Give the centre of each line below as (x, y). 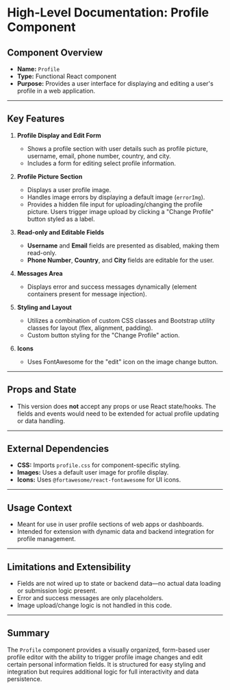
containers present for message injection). (87, 294)
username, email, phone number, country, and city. (99, 156)
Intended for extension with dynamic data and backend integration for (115, 532)
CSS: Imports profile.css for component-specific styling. (99, 465)
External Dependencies (58, 449)
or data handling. (41, 420)
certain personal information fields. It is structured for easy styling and (106, 664)
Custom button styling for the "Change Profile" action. (103, 335)
